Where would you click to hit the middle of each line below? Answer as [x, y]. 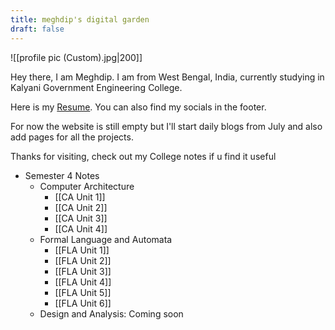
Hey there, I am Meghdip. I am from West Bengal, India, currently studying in [167, 77]
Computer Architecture [87, 186]
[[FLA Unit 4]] [83, 282]
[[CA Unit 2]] [81, 207]
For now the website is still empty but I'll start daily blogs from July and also [166, 126]
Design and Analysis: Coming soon [111, 313]
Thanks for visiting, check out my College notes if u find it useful [143, 156]
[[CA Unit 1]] [80, 197]
